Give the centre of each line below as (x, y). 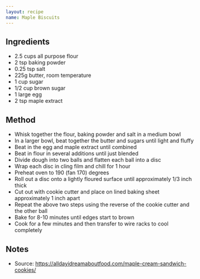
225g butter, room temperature (53, 75)
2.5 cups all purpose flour (46, 56)
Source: (24, 263)
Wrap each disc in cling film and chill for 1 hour (72, 167)
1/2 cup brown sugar (40, 88)
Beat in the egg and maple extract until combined (75, 147)
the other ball (31, 211)
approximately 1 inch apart (47, 198)
